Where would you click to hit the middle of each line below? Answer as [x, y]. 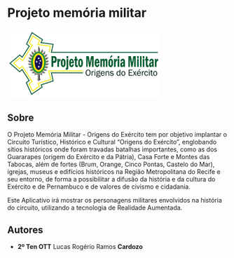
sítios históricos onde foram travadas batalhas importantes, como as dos [112, 149]
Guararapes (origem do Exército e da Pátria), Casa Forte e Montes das [109, 157]
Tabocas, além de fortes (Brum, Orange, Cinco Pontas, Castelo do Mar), [111, 164]
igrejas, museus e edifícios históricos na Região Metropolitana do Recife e [114, 172]
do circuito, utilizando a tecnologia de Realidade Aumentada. [95, 208]
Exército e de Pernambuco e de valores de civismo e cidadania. [99, 186]
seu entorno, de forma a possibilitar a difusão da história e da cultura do [111, 179]
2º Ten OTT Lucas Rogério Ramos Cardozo [80, 247]
